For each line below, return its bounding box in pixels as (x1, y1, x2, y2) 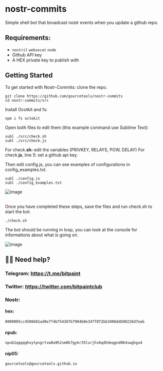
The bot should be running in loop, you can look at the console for (5, 227, 138, 232)
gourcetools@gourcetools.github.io (5, 361, 77, 367)
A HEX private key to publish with (12, 57, 79, 63)
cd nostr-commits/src (5, 98, 49, 103)
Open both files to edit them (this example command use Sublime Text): (5, 124, 149, 130)
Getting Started (5, 71, 53, 80)
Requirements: (5, 34, 51, 42)
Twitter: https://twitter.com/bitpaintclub (5, 283, 103, 290)
